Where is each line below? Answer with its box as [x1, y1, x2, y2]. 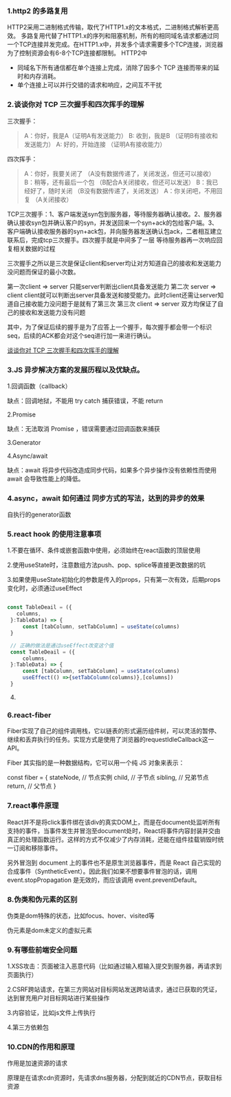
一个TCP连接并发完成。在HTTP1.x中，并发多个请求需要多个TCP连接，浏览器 [7, 40, 223, 49]
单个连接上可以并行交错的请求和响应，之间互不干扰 [16, 81, 162, 89]
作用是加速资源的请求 [7, 1059, 67, 1067]
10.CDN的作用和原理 [7, 1043, 75, 1052]
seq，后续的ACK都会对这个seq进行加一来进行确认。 [7, 331, 155, 339]
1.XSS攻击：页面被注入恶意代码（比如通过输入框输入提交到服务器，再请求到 [7, 962, 222, 970]
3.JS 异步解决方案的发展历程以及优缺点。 [7, 365, 144, 374]
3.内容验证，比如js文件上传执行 [7, 1009, 96, 1017]
